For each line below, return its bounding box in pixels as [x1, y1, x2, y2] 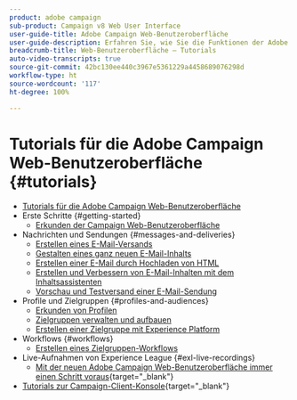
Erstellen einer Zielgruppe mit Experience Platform [35, 324, 221, 335]
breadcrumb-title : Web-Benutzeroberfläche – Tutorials [9, 46, 217, 55]
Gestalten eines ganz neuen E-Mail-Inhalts [35, 249, 192, 259]
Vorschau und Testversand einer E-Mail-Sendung [35, 286, 218, 297]
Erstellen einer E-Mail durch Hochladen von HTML [35, 257, 220, 268]
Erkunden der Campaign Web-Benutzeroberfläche [35, 220, 221, 231]
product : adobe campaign [9, 12, 101, 22]
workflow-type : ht [9, 71, 77, 80]
